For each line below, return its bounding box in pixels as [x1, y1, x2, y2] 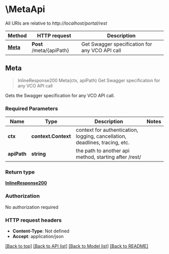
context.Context [31, 133, 71, 140]
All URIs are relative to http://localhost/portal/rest [5, 20, 107, 26]
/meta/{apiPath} [32, 47, 69, 54]
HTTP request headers [5, 216, 62, 223]
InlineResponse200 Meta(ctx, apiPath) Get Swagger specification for [17, 77, 160, 83]
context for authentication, [75, 127, 138, 134]
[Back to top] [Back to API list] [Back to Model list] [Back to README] [5, 243, 148, 249]
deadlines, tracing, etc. [75, 139, 130, 146]
